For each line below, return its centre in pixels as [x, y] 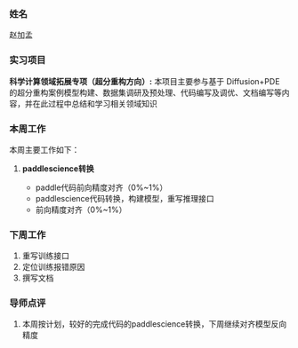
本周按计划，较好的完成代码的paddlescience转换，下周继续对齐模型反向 [154, 324]
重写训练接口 [45, 256]
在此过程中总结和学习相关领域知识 [95, 103]
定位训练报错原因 [53, 267]
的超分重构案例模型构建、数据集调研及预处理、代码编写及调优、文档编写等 [145, 92]
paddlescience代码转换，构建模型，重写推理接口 [125, 198]
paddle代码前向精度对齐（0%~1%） [101, 187]
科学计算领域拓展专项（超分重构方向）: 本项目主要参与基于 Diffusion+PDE [145, 81]
